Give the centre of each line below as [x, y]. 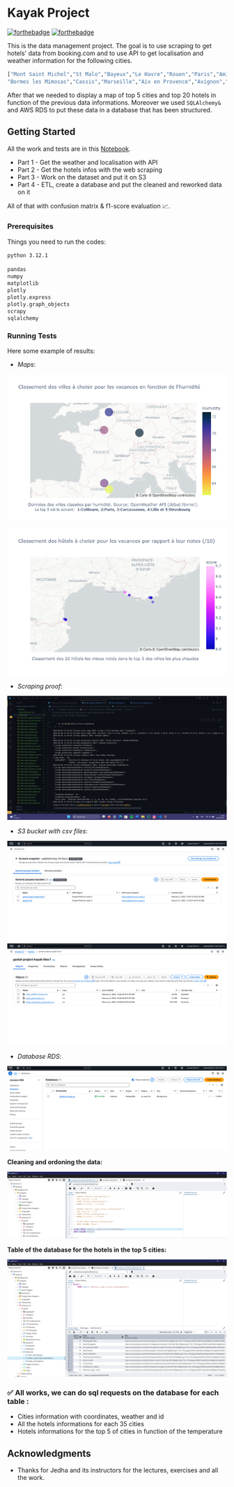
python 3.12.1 [28, 255]
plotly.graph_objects [39, 304]
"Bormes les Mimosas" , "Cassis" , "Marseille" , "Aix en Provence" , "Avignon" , [117, 82]
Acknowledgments [49, 1453]
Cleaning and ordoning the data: [55, 1162]
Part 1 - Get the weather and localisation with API [87, 162]
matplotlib [23, 283]
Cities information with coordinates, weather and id [91, 1416]
